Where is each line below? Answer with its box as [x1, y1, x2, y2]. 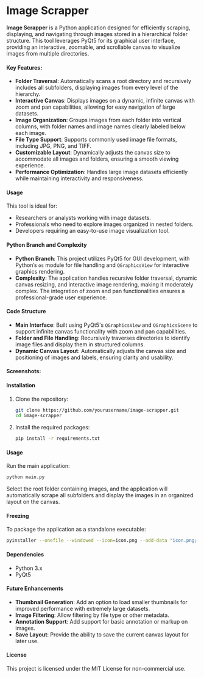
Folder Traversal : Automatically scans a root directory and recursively [15, 78, 192, 85]
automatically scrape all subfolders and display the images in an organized [6, 492, 194, 499]
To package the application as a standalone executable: [6, 526, 146, 533]
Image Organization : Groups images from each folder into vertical [15, 117, 181, 124]
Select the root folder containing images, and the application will [6, 485, 168, 492]
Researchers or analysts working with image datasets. [15, 214, 151, 222]
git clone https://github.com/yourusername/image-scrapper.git [15, 407, 180, 413]
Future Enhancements [6, 585, 64, 592]
